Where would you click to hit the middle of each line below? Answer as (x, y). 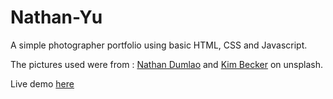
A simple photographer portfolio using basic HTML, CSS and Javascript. (159, 45)
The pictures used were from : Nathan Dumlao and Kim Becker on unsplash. (166, 64)
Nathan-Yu (56, 17)
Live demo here (42, 83)
